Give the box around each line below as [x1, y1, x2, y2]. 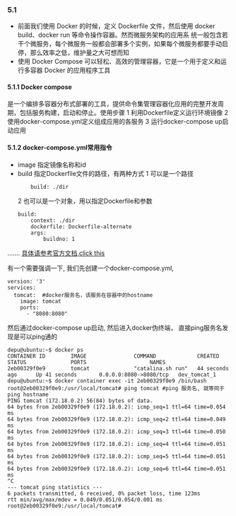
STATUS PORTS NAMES [7, 358, 166, 365]
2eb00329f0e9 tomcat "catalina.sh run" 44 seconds [7, 365, 230, 372]
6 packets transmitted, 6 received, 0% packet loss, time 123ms [7, 490, 201, 497]
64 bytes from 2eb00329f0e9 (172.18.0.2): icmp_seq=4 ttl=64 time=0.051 [7, 440, 226, 447]
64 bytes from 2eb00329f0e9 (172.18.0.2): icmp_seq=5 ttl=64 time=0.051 [7, 452, 226, 460]
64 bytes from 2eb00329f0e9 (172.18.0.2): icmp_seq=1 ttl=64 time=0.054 [7, 403, 226, 411]
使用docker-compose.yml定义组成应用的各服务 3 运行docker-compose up [7, 117, 223, 125]
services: [7, 284, 37, 291]
